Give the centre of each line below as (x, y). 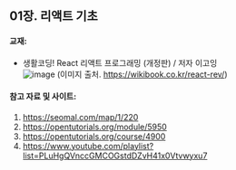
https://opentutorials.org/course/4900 (94, 136)
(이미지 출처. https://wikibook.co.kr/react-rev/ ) (143, 74)
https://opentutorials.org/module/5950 (95, 127)
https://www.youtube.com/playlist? (88, 146)
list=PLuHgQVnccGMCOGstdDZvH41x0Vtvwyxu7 (115, 156)
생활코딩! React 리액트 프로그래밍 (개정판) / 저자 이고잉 (120, 62)
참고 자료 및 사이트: (43, 97)
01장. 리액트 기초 (54, 16)
